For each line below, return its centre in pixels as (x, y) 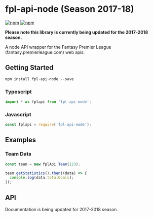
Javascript (18, 114)
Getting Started (29, 68)
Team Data (18, 154)
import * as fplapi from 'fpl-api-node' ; (48, 102)
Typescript (19, 92)
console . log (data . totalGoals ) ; (42, 178)
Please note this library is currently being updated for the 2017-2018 (76, 32)
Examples (20, 140)
